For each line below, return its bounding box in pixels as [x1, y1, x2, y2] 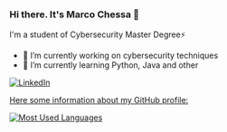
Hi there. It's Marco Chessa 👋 [9, 8, 140, 21]
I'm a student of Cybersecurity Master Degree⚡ [9, 29, 186, 40]
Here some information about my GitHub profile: [9, 95, 189, 106]
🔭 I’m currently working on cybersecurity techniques [22, 50, 219, 61]
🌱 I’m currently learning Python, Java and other [22, 60, 199, 71]
